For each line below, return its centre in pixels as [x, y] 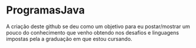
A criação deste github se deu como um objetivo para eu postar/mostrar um [98, 26]
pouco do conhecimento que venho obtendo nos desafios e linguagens [93, 32]
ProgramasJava [46, 10]
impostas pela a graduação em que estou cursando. [69, 39]
